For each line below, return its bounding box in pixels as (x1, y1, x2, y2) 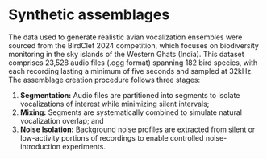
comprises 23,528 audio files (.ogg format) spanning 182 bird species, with (8, 58, 258, 67)
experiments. (61, 141, 106, 151)
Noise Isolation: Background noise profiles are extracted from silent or (19, 124, 256, 134)
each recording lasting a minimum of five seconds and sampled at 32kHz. (8, 66, 254, 75)
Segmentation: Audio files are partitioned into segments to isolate (19, 90, 240, 100)
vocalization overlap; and (19, 116, 104, 125)
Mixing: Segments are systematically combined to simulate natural (19, 107, 242, 117)
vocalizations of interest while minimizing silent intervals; (19, 99, 210, 108)
